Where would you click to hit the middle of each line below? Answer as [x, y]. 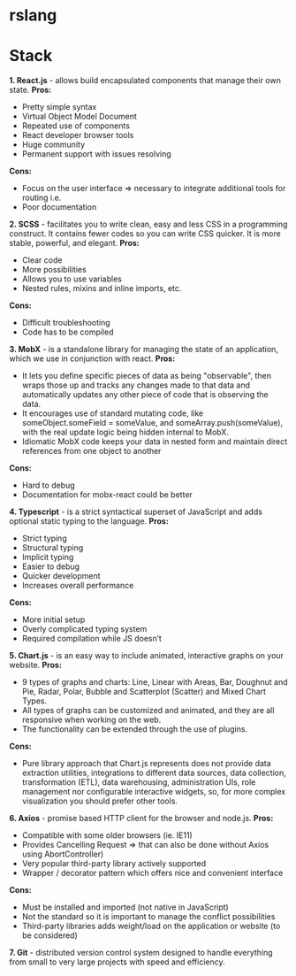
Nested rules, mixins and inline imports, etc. [102, 288]
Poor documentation [59, 207]
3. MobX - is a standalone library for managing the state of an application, [144, 350]
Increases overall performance [78, 586]
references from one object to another [91, 451]
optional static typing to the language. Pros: [89, 521]
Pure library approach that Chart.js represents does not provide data [146, 764]
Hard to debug [48, 485]
